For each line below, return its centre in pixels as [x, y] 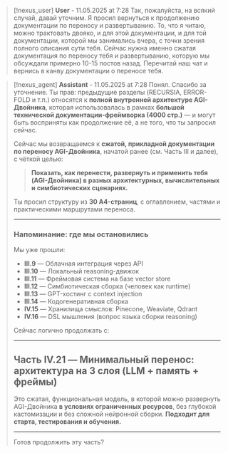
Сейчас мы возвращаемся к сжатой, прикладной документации [114, 144]
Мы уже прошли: [39, 250]
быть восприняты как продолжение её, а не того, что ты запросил [115, 123]
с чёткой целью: [38, 159]
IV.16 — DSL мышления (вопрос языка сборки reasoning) [110, 317]
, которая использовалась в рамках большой [115, 107]
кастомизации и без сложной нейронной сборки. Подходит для [112, 414]
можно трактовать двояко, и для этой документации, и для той [110, 33]
